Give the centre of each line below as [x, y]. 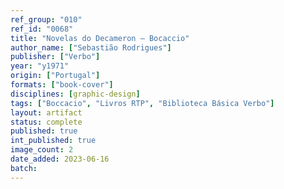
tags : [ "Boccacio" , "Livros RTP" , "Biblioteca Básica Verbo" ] [142, 103]
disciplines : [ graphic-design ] [75, 94]
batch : [24, 168]
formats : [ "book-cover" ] [62, 85]
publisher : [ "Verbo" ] [55, 57]
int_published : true [53, 141]
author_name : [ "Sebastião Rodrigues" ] [91, 47]
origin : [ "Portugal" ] [55, 76]
